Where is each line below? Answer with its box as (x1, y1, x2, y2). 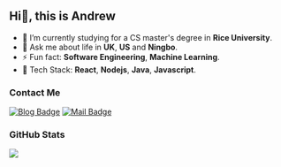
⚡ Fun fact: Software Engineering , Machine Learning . (21, 51, 220, 62)
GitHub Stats (9, 129, 65, 141)
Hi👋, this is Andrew (9, 9, 117, 24)
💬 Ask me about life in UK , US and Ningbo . (21, 42, 178, 52)
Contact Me (9, 86, 61, 98)
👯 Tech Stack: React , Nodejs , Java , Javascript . (21, 64, 196, 75)
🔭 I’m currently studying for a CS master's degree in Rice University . (21, 32, 273, 42)
